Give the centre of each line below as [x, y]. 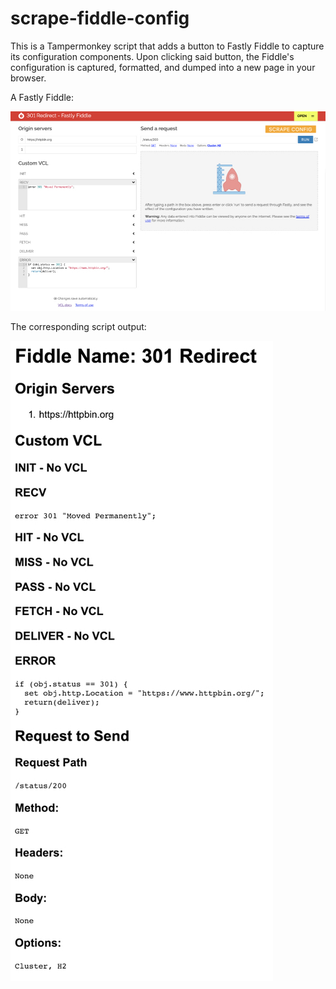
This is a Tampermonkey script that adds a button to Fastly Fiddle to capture [167, 46]
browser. [28, 78]
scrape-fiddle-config [100, 18]
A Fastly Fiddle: [42, 97]
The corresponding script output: [78, 326]
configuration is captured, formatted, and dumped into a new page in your [163, 67]
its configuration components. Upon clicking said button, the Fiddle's [152, 56]
